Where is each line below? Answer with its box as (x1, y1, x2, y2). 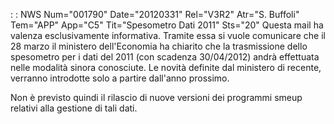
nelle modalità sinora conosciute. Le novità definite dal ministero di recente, (10, 62, 322, 73)
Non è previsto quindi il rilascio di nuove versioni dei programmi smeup (10, 92, 303, 103)
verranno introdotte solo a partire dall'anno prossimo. (10, 72, 230, 84)
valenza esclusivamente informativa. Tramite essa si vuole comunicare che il (10, 30, 326, 41)
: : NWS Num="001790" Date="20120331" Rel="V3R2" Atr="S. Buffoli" (10, 9, 300, 20)
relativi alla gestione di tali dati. (10, 102, 138, 114)
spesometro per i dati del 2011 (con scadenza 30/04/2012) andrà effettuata (10, 51, 320, 63)
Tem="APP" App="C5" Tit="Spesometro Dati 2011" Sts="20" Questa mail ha (10, 19, 324, 31)
